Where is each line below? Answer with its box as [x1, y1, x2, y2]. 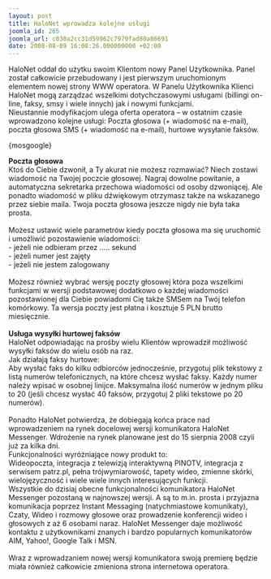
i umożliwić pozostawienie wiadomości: [8, 234, 140, 244]
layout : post [8, 11, 53, 20]
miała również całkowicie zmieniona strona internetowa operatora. [8, 562, 230, 572]
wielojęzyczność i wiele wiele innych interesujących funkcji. [8, 476, 209, 486]
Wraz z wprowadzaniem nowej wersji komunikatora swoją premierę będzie [8, 553, 258, 563]
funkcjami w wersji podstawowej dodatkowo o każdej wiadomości [8, 286, 229, 296]
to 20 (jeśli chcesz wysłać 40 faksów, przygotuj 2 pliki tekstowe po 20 [8, 389, 243, 399]
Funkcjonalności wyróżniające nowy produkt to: [8, 450, 168, 460]
